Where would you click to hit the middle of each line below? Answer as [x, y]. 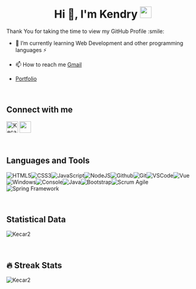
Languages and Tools [48, 161]
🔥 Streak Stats [34, 265]
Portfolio [26, 78]
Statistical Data [36, 220]
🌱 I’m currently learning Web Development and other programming [99, 43]
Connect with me [40, 110]
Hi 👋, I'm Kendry [96, 14]
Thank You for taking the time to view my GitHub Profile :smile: [85, 31]
